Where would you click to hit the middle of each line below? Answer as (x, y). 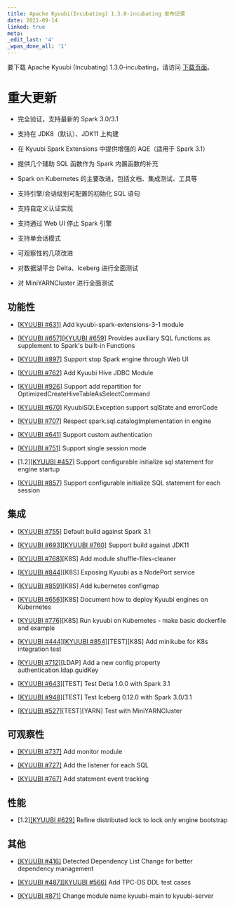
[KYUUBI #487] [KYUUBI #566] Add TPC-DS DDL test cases (104, 882)
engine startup (39, 469)
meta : (15, 33)
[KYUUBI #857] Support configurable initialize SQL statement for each (119, 483)
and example (36, 628)
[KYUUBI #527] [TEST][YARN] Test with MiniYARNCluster (100, 711)
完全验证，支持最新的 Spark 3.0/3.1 (68, 119)
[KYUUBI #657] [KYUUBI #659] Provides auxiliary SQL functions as (114, 338)
